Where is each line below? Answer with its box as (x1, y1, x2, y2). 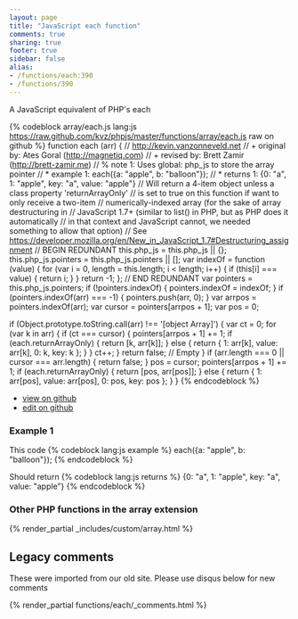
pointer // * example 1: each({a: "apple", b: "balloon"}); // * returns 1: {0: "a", (9, 169, 286, 179)
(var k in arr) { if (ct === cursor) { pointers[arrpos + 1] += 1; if (9, 327, 233, 339)
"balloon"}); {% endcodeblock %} (9, 454, 133, 465)
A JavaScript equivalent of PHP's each (9, 103, 151, 114)
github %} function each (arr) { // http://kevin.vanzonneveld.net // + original (9, 140, 286, 151)
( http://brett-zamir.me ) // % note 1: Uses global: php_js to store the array (9, 159, 275, 169)
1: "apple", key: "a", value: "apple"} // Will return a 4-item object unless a (9, 177, 275, 188)
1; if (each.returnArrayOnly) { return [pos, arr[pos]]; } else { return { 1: (9, 366, 262, 376)
